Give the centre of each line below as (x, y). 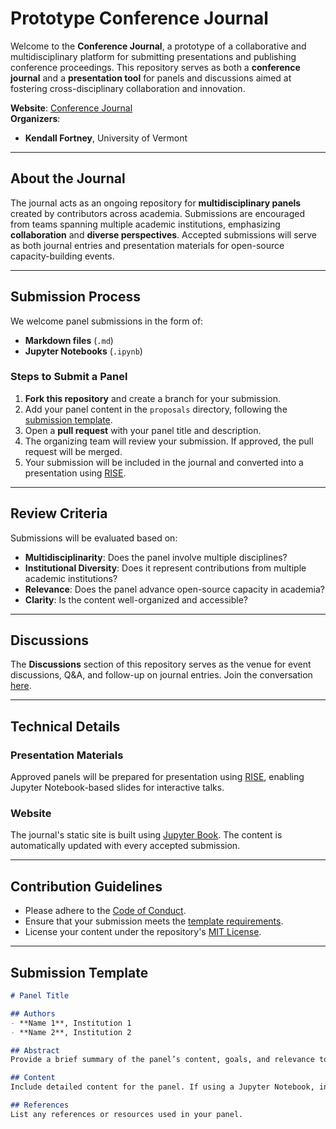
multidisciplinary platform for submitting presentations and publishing (153, 56)
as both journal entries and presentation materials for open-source (147, 245)
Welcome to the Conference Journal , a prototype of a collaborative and (158, 46)
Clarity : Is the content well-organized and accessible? (136, 599)
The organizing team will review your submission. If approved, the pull (169, 441)
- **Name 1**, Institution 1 (71, 1023)
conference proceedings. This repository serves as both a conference (155, 67)
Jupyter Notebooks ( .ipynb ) (83, 351)
